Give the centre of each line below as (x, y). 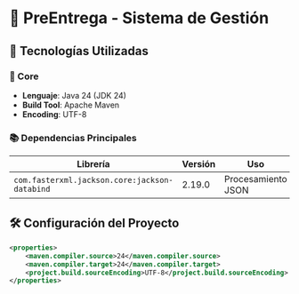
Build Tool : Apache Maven (71, 105)
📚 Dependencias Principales (73, 138)
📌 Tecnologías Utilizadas (79, 51)
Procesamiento (255, 179)
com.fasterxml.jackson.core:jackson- (93, 180)
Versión (199, 164)
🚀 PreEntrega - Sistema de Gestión (139, 18)
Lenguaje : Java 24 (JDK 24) (74, 95)
